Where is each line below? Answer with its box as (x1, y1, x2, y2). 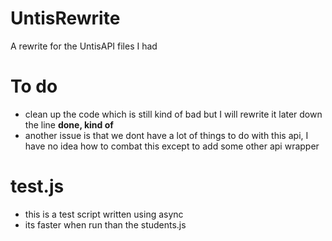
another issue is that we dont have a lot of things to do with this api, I (24, 129, 309, 141)
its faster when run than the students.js (24, 218, 187, 231)
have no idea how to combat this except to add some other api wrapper (24, 140, 320, 152)
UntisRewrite (10, 7, 121, 30)
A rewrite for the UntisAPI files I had (10, 40, 158, 52)
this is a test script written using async (24, 208, 184, 220)
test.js (10, 175, 65, 198)
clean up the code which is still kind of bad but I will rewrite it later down (24, 108, 323, 120)
